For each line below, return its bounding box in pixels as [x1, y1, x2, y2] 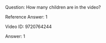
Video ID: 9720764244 [5, 23, 52, 29]
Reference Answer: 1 [5, 14, 48, 19]
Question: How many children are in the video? [5, 4, 101, 10]
